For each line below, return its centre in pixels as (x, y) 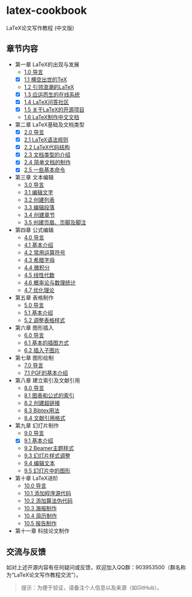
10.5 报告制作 (40, 524)
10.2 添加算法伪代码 (48, 501)
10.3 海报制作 (40, 509)
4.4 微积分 (37, 268)
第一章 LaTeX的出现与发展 (47, 64)
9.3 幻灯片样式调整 (47, 456)
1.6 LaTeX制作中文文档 (51, 117)
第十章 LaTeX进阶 (36, 478)
